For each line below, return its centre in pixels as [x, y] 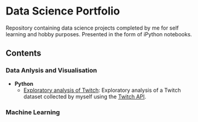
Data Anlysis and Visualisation [51, 71]
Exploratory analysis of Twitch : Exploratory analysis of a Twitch [102, 90]
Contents [24, 53]
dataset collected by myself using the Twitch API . [85, 96]
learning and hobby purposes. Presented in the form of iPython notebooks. [99, 34]
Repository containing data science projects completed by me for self [92, 28]
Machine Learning [33, 112]
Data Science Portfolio [63, 11]
